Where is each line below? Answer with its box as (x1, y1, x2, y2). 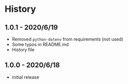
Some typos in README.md (11, 42, 69, 47)
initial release (11, 74, 39, 80)
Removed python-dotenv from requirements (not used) (11, 36, 124, 42)
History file (11, 47, 35, 52)
